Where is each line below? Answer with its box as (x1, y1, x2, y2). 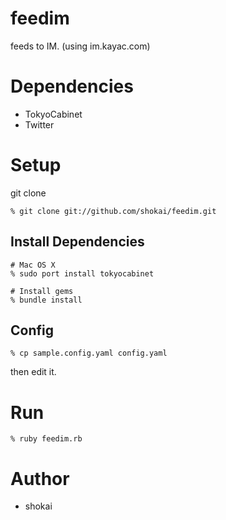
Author (10, 467, 70, 490)
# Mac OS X (10, 260, 56, 270)
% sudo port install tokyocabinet (10, 268, 155, 279)
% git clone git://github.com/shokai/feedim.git (10, 206, 217, 216)
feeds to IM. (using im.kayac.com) (10, 40, 151, 52)
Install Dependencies (10, 233, 145, 251)
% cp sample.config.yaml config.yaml (10, 348, 168, 359)
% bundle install (10, 295, 83, 305)
